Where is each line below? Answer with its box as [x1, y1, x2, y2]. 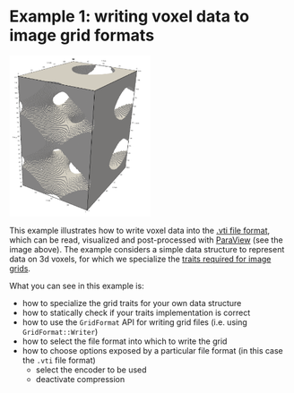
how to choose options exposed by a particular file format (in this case [22, 345, 284, 355]
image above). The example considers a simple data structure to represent [9, 243, 285, 254]
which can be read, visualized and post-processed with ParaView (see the [9, 235, 284, 245]
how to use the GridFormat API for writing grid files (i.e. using [22, 316, 248, 328]
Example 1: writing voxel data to [9, 6, 249, 27]
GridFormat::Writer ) [22, 326, 99, 337]
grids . [9, 262, 31, 274]
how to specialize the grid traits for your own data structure [22, 297, 242, 308]
